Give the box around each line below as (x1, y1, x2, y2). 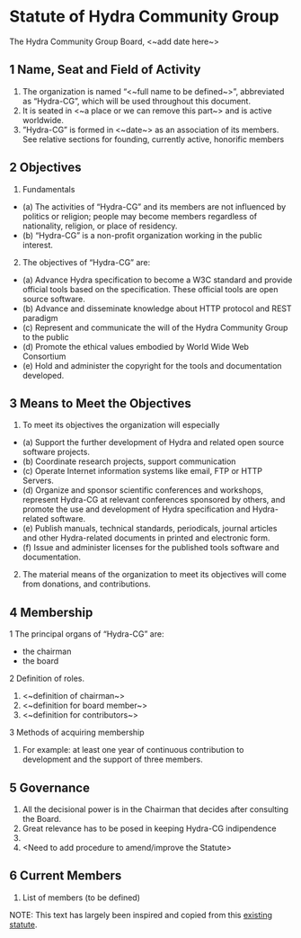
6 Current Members (9, 868, 122, 883)
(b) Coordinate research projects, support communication (22, 456, 236, 467)
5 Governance (9, 780, 90, 795)
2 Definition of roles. (9, 673, 85, 684)
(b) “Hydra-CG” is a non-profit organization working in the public (22, 229, 262, 240)
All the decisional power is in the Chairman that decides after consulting (22, 804, 289, 815)
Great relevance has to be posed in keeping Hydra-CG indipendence (22, 823, 277, 834)
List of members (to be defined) (22, 892, 141, 903)
